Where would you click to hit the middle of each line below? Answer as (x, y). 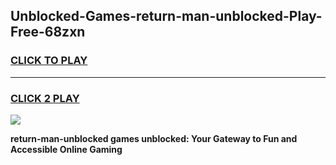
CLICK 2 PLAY (45, 98)
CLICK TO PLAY (49, 61)
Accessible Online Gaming (66, 149)
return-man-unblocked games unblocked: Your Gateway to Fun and (154, 138)
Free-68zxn (48, 32)
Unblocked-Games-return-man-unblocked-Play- (166, 16)
